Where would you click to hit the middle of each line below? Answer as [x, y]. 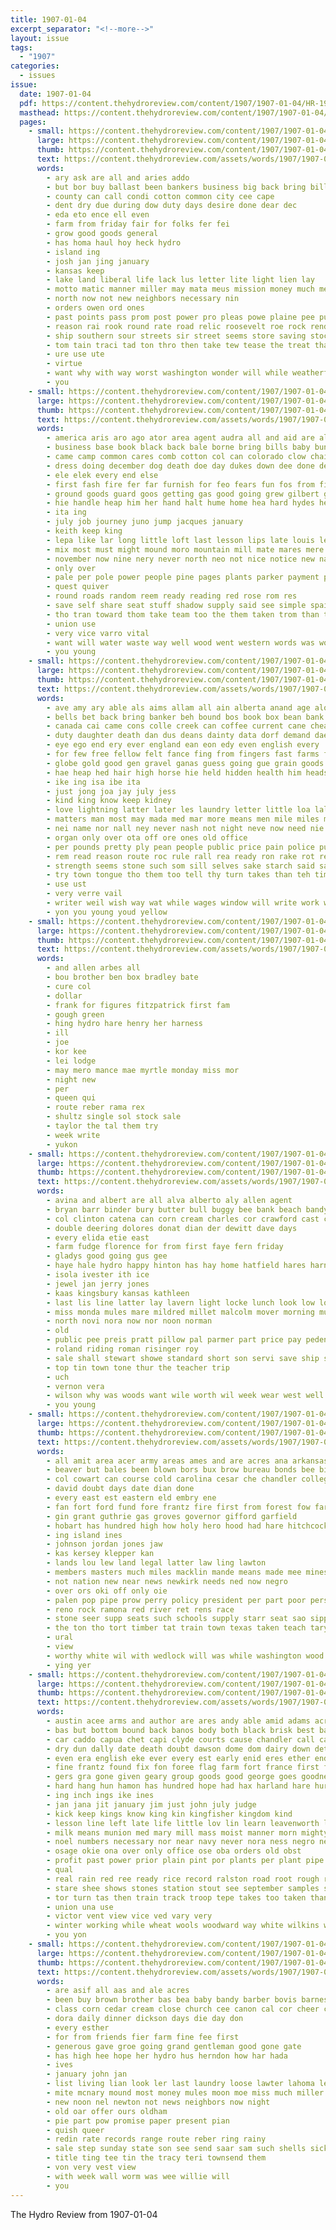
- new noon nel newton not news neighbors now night [158, 2102]
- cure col [69, 986]
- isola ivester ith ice [98, 1275]
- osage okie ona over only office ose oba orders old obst [174, 1851]
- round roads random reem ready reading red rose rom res [172, 596]
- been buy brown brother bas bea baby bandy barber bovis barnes [187, 2000]
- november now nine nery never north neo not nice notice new [180, 559]
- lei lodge [71, 1061]
